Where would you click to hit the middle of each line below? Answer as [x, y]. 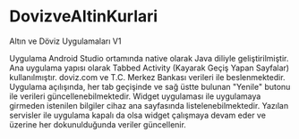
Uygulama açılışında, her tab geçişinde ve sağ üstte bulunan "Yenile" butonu [150, 86]
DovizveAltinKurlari [84, 16]
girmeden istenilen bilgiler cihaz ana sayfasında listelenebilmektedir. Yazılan [149, 105]
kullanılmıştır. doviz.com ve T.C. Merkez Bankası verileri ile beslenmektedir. [147, 77]
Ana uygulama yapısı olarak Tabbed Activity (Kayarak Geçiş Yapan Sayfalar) [149, 68]
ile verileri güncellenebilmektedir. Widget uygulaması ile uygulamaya [135, 96]
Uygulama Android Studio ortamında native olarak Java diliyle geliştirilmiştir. [149, 58]
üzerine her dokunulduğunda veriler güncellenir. [98, 124]
